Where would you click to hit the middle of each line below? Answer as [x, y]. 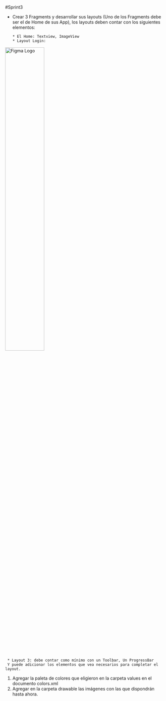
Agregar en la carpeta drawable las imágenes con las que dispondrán [83, 689]
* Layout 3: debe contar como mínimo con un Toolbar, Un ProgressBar [81, 660]
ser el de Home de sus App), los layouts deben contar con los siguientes [86, 22]
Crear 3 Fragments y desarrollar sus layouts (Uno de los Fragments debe [87, 17]
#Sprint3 [14, 7]
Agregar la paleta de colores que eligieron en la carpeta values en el [82, 678]
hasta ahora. [25, 694]
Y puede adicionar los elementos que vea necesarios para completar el [83, 665]
